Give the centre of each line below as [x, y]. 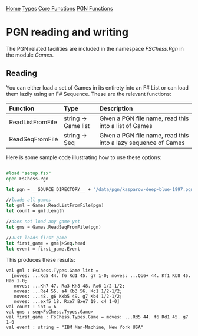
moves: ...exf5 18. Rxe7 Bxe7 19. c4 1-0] [67, 302]
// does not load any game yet [43, 222]
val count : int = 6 [32, 307]
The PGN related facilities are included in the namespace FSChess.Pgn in [95, 48]
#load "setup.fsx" [29, 173]
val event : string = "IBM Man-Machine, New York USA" [75, 327]
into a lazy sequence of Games [142, 143]
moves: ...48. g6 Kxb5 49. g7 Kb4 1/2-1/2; [68, 297]
